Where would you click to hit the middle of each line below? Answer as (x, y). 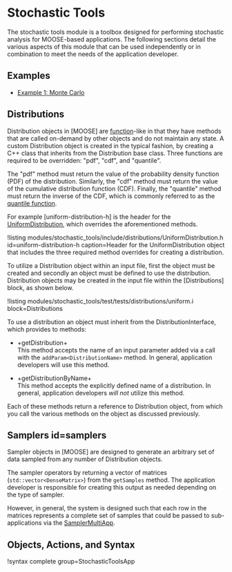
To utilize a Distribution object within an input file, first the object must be (111, 265)
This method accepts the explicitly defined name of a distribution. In (114, 385)
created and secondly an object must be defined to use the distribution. (109, 273)
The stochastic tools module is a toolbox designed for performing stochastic (116, 32)
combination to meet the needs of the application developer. (93, 54)
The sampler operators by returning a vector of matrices (87, 473)
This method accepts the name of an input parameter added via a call (116, 350)
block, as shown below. (40, 287)
